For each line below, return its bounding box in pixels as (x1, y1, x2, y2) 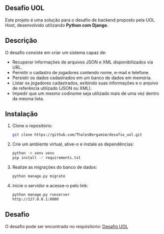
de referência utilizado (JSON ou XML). (12, 85, 92, 91)
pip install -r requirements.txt (12, 155, 81, 160)
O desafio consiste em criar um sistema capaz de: (5, 49, 107, 56)
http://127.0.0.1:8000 (12, 197, 59, 202)
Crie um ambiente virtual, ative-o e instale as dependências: (12, 141, 134, 147)
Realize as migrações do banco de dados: (12, 164, 97, 170)
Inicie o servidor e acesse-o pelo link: (12, 182, 88, 188)
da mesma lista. (12, 95, 44, 101)
